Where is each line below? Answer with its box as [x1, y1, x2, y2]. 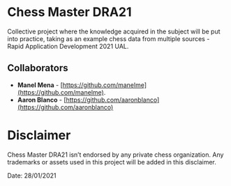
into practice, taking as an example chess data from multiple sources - [7, 34, 210, 42]
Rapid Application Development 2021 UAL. [7, 42, 129, 50]
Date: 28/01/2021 [7, 171, 57, 180]
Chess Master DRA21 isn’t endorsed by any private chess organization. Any [7, 150, 224, 159]
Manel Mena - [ [17, 81, 63, 89]
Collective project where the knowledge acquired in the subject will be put [7, 27, 221, 36]
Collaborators [7, 62, 68, 74]
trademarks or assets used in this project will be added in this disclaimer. [7, 157, 216, 166]
